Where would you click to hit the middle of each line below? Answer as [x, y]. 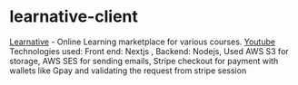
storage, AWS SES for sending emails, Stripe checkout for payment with [144, 61]
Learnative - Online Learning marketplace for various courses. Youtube [142, 42]
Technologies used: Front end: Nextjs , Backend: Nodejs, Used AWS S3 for [149, 51]
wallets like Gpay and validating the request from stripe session [128, 71]
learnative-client [74, 17]
